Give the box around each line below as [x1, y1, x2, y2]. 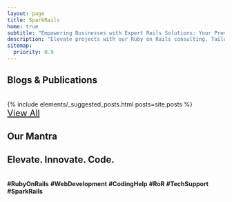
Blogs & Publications [7, 74, 98, 86]
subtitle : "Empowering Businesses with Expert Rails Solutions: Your [7, 29, 212, 37]
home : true [7, 23, 39, 30]
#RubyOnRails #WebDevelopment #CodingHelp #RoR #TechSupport [7, 179, 209, 187]
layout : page [7, 10, 45, 17]
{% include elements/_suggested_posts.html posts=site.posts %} [7, 100, 193, 108]
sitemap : [7, 42, 32, 49]
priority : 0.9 [13, 49, 54, 56]
